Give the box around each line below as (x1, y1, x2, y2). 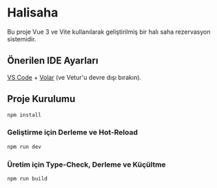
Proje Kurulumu (7, 93, 76, 105)
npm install (7, 112, 41, 118)
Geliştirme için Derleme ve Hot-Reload (7, 127, 138, 137)
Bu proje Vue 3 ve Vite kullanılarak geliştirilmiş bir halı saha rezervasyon (7, 28, 211, 36)
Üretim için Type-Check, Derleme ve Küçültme (7, 160, 167, 169)
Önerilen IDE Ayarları (7, 55, 99, 67)
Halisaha (7, 5, 59, 21)
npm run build (7, 175, 48, 182)
